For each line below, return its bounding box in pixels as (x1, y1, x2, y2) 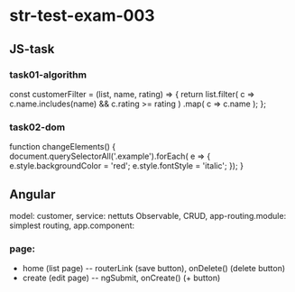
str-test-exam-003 (9, 5, 155, 26)
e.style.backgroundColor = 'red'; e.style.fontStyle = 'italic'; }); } (9, 160, 244, 171)
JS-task (9, 41, 55, 57)
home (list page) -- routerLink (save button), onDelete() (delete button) (22, 263, 286, 274)
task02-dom (9, 121, 66, 133)
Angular (9, 187, 56, 202)
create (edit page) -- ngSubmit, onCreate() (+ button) (22, 272, 221, 284)
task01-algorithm (9, 68, 88, 81)
